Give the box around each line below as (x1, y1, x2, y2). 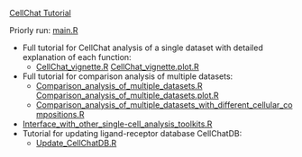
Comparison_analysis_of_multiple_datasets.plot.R (35, 90, 219, 100)
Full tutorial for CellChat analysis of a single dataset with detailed (22, 42, 263, 53)
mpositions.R (35, 109, 85, 119)
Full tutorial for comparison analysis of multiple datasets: (22, 71, 233, 82)
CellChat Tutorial (9, 8, 72, 18)
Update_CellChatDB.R (35, 138, 117, 148)
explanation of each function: (22, 52, 133, 62)
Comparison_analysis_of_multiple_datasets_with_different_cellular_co (35, 100, 293, 110)
